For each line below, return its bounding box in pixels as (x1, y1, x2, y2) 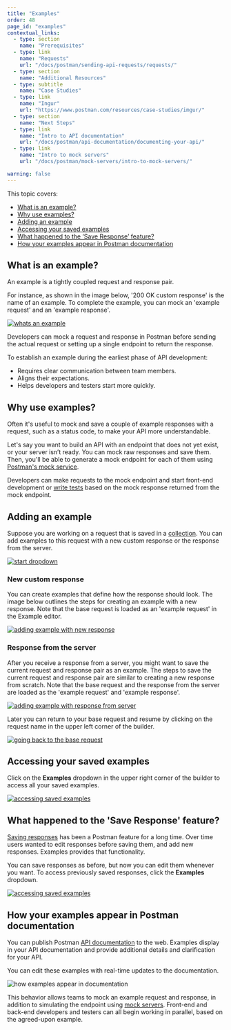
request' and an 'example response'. (7, 306, 110, 315)
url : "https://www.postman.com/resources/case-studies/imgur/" (19, 106, 205, 113)
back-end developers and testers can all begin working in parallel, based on (7, 1008, 223, 1016)
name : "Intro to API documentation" (19, 132, 125, 139)
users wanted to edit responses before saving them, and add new (7, 841, 194, 849)
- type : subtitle (13, 81, 63, 88)
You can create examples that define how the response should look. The (7, 590, 213, 599)
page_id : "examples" (7, 23, 67, 30)
